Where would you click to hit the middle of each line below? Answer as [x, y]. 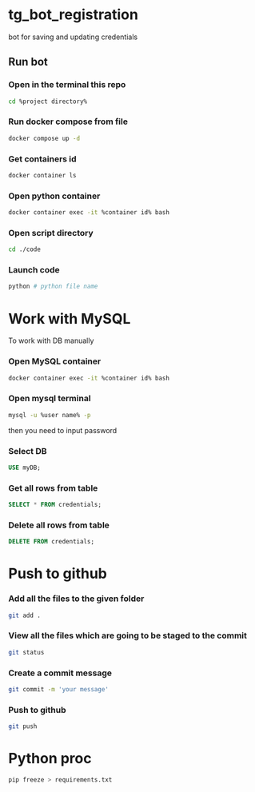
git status [26, 652]
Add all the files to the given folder [76, 599]
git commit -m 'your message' [59, 689]
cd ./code [25, 249]
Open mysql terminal [50, 399]
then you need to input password [63, 430]
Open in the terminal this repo [67, 85]
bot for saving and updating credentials [73, 37]
